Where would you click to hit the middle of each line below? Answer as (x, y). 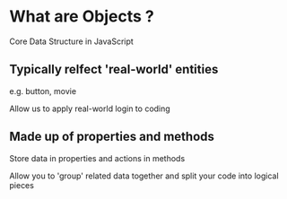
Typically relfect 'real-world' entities (114, 69)
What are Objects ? (82, 17)
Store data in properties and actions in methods (97, 158)
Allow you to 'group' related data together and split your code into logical (144, 176)
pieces (22, 185)
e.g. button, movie (43, 91)
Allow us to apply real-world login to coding (90, 108)
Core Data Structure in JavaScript (72, 41)
